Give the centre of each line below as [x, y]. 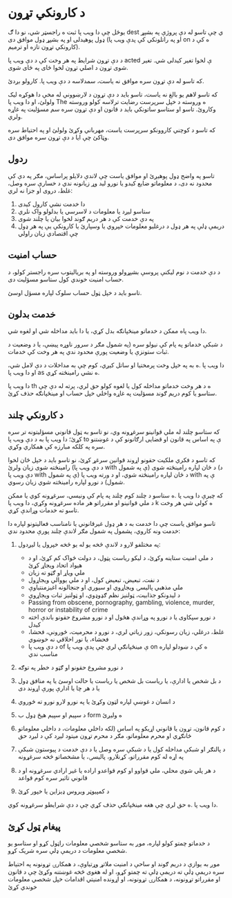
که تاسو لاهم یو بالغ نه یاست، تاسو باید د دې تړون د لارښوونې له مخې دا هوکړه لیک [113, 94]
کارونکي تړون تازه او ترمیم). [44, 46]
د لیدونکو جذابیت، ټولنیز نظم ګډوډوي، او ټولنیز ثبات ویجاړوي [104, 595]
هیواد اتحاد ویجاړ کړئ [55, 565]
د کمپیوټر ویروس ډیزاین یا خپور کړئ [64, 791]
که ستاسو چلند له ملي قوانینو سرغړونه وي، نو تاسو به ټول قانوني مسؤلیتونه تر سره [114, 432]
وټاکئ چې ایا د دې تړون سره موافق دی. [59, 137]
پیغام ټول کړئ [34, 826]
